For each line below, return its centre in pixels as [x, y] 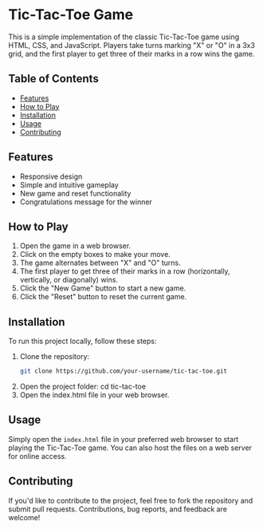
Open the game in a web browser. [75, 246]
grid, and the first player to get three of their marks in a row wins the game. [131, 53]
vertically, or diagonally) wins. [69, 280]
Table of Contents [54, 79]
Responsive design [51, 176]
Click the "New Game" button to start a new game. [103, 288]
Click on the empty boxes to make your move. [95, 255]
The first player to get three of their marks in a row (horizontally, [125, 271]
